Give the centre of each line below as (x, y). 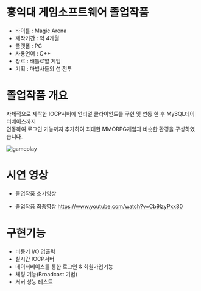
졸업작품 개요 (37, 96)
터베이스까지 (21, 121)
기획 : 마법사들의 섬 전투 (44, 68)
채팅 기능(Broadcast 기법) (46, 274)
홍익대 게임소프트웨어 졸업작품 (78, 13)
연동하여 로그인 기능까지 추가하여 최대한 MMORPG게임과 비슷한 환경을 (90, 129)
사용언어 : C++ (33, 53)
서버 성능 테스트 (34, 282)
